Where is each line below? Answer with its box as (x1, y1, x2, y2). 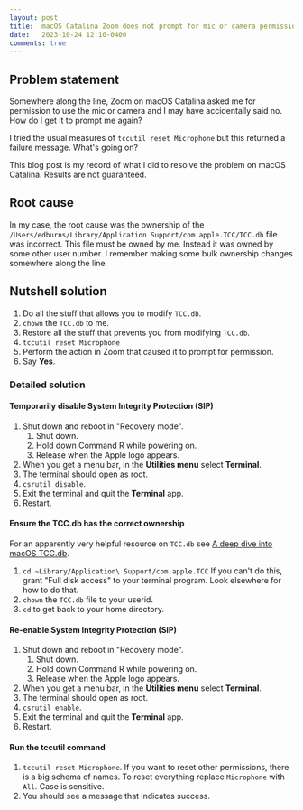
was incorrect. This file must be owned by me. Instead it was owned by (9, 238, 273, 249)
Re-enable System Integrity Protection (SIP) (9, 624, 178, 635)
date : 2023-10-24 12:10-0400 (9, 30, 127, 39)
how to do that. (22, 584, 79, 596)
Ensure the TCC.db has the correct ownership (9, 518, 185, 529)
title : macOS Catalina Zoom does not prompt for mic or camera (9, 22, 256, 31)
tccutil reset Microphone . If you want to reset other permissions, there (22, 762, 289, 773)
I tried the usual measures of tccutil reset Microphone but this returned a (9, 133, 286, 144)
